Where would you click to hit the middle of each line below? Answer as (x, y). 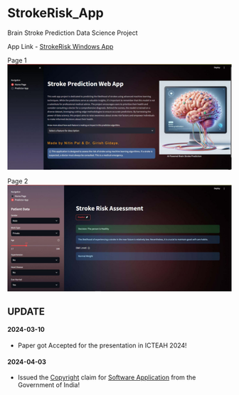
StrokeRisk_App (56, 13)
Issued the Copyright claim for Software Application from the (107, 377)
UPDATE (26, 312)
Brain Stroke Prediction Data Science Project (73, 33)
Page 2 (18, 181)
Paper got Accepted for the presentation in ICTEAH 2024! (102, 345)
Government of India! (49, 385)
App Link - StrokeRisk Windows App (60, 46)
